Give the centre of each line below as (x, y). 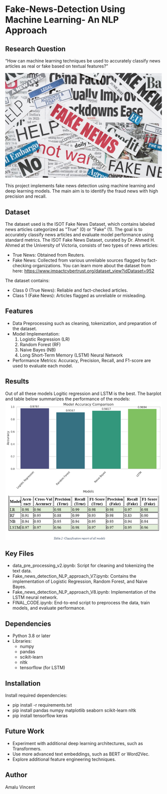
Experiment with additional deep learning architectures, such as (78, 743)
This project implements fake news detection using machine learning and (80, 186)
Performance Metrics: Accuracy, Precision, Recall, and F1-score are (82, 360)
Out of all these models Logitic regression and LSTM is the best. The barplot (83, 394)
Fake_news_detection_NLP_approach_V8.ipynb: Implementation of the (84, 592)
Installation (23, 683)
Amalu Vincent (20, 787)
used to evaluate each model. (42, 366)
